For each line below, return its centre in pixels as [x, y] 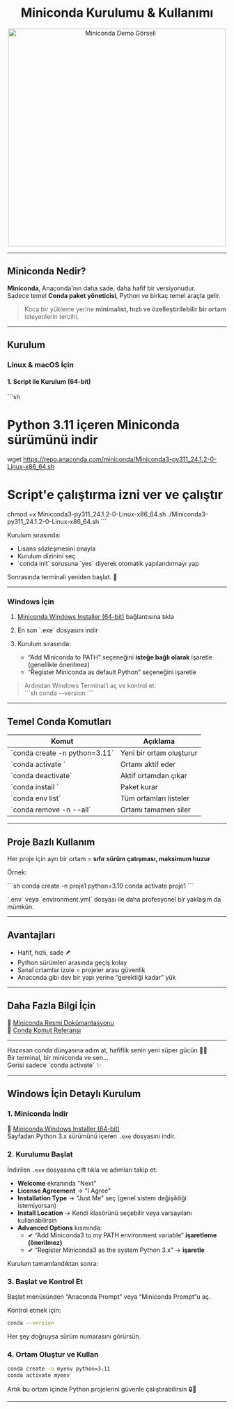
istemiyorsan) [37, 1205]
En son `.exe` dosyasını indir [58, 630]
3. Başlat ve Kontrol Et [45, 1281]
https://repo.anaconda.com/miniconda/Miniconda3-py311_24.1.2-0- [120, 459]
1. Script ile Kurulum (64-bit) [49, 381]
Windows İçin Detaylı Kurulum [74, 1094]
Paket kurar [139, 787]
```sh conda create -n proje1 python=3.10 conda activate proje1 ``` [100, 886]
